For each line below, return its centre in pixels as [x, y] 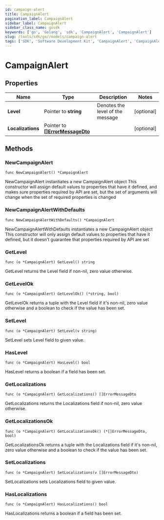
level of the [110, 111]
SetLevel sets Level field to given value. [45, 340]
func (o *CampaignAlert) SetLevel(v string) [51, 331]
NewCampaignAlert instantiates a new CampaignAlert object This [71, 182]
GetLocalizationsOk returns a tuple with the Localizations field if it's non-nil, [81, 444]
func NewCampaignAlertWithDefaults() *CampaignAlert [60, 220]
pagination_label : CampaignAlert [39, 19]
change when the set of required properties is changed [61, 197]
